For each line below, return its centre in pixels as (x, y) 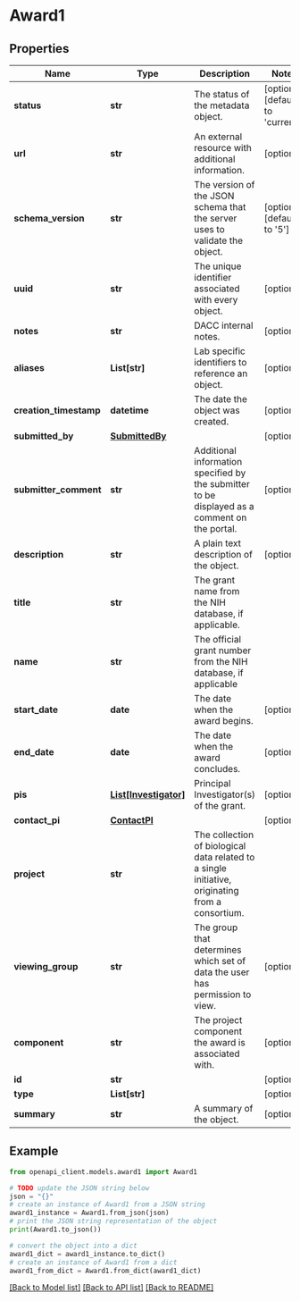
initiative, (213, 879)
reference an (221, 374)
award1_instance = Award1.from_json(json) (89, 1213)
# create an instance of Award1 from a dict (93, 1262)
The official (218, 639)
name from (217, 591)
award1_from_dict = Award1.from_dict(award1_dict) (105, 1271)
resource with (223, 148)
